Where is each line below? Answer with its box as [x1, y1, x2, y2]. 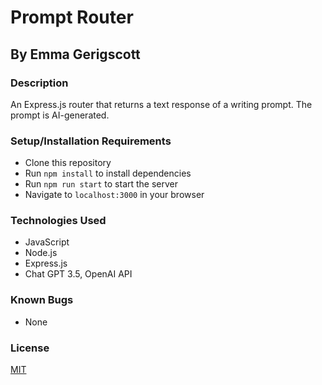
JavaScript [24, 236, 70, 248]
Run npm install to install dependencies [24, 167, 192, 180]
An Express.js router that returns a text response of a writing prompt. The [10, 98, 313, 110]
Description [10, 76, 69, 90]
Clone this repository [24, 157, 112, 169]
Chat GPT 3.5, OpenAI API [24, 268, 133, 280]
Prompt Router [10, 6, 134, 29]
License [10, 341, 50, 355]
